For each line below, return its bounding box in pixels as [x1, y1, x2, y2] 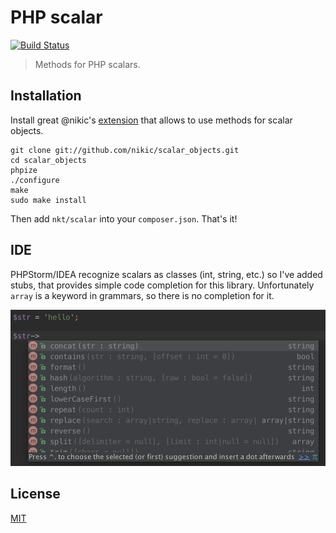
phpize [10, 165, 38, 175]
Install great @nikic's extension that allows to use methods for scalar [10, 114, 293, 126]
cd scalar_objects [10, 155, 87, 165]
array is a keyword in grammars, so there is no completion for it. [10, 289, 275, 301]
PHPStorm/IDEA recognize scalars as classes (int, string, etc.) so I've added [10, 268, 323, 280]
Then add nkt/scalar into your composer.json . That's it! [10, 212, 238, 225]
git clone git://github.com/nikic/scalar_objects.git [10, 145, 240, 155]
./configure [10, 175, 60, 185]
